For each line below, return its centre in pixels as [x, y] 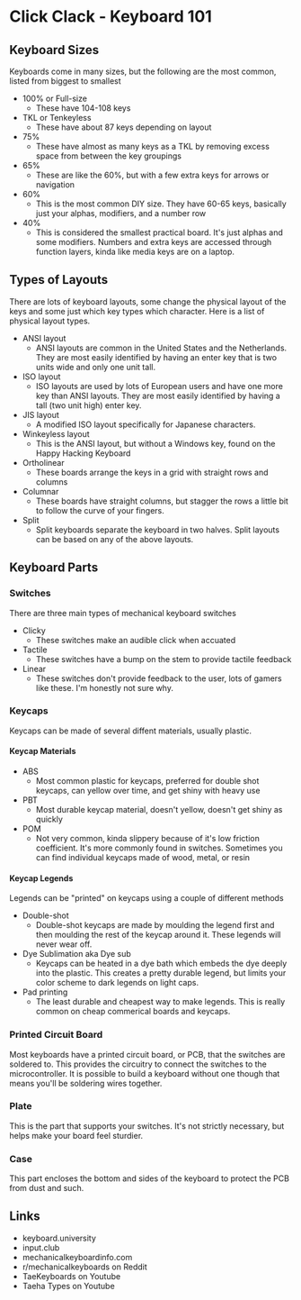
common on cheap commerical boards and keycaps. [133, 1012]
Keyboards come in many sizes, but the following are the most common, [143, 71]
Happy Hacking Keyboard [83, 453]
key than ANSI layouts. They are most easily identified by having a [158, 395]
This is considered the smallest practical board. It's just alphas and [159, 232]
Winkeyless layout [56, 433]
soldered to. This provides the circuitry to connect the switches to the [138, 1064]
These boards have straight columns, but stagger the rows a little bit [162, 501]
